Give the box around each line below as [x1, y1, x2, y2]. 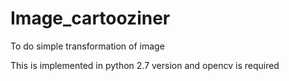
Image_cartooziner [10, 7, 171, 30]
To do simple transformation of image [10, 40, 165, 52]
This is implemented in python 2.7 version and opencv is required [10, 59, 280, 71]
